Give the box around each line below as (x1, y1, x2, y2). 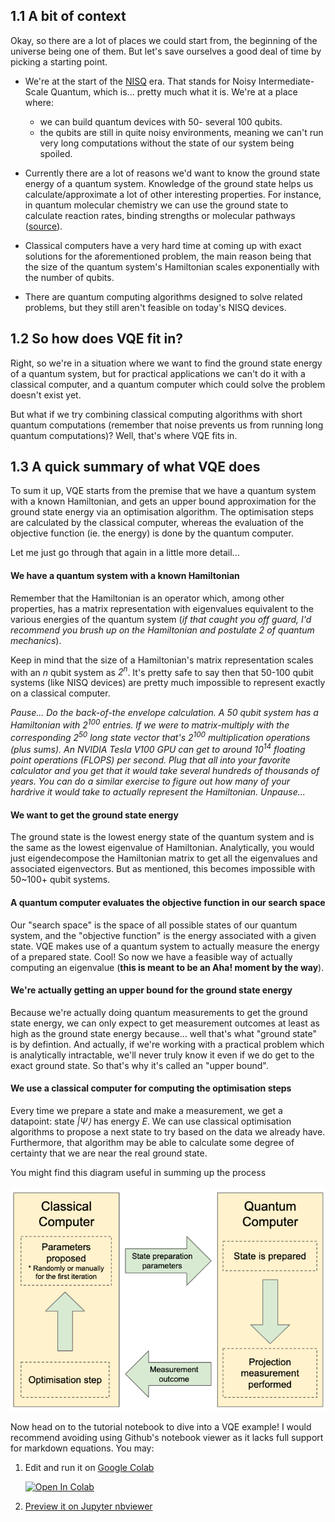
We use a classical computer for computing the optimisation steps (10, 1082, 292, 1094)
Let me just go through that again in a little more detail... (10, 547, 240, 559)
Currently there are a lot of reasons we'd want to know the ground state (24, 167, 321, 179)
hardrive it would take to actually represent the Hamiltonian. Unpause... (10, 786, 306, 798)
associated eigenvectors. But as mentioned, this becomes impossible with (10, 863, 316, 875)
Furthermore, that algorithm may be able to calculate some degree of (10, 1137, 295, 1149)
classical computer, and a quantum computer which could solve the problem (10, 378, 326, 390)
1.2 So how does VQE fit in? (10, 330, 184, 348)
